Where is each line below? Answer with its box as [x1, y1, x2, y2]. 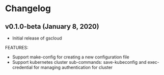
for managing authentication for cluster [33, 64, 113, 70]
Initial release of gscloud [12, 35, 62, 41]
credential [12, 64, 33, 70]
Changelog [5, 3, 51, 14]
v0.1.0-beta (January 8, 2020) [5, 22, 99, 31]
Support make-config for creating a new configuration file [12, 54, 130, 60]
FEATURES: [5, 45, 28, 50]
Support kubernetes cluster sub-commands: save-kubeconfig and [12, 59, 147, 65]
